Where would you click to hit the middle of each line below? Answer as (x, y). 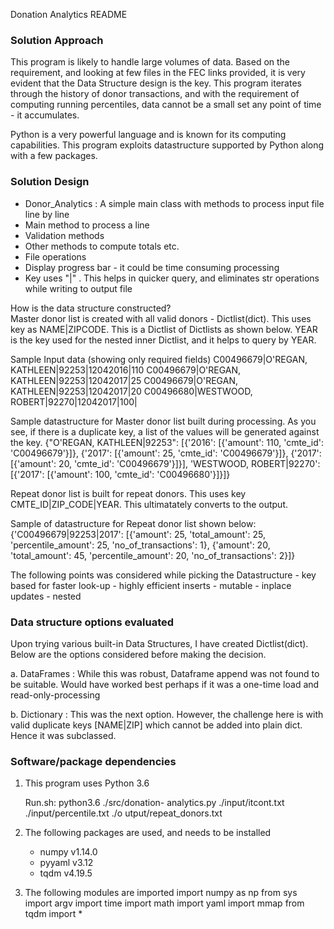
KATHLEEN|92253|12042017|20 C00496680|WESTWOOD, (131, 391)
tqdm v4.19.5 (66, 873)
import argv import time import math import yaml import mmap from (164, 903)
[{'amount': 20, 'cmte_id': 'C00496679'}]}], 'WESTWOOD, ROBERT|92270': (165, 463)
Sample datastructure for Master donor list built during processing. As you (163, 421)
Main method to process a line (87, 225)
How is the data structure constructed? (91, 308)
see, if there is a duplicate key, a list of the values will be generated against (165, 431)
